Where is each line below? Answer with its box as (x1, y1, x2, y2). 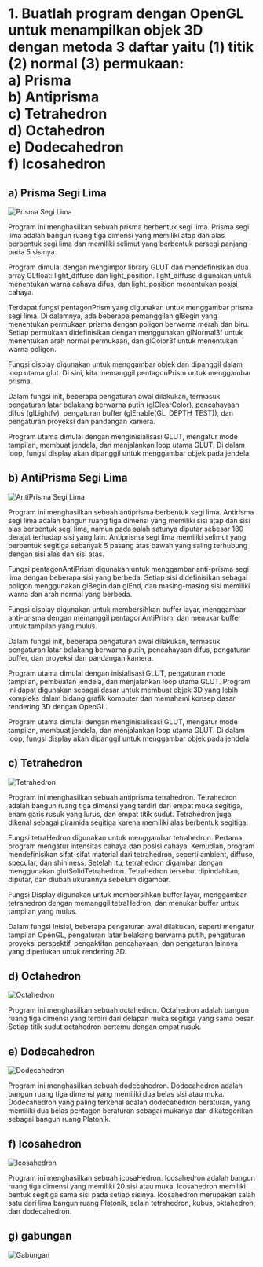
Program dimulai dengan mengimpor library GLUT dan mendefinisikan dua (8, 262, 249, 272)
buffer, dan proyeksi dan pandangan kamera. (8, 653, 154, 662)
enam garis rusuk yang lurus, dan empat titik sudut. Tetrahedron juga (8, 809, 232, 818)
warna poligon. (8, 345, 57, 353)
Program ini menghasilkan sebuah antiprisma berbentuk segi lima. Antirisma (8, 507, 254, 517)
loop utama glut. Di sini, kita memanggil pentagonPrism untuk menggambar (8, 368, 252, 377)
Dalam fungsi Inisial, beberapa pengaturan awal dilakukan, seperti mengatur (8, 921, 255, 931)
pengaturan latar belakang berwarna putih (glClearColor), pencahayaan (8, 400, 239, 409)
